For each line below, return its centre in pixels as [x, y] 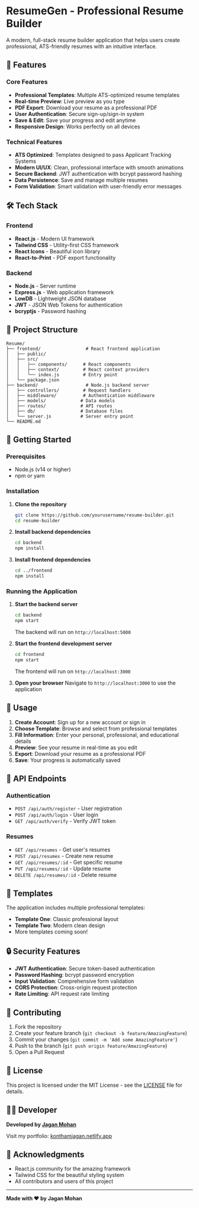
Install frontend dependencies [53, 560]
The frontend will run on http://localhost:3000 [73, 671]
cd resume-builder [37, 521]
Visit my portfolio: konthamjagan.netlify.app [59, 1136]
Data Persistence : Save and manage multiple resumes [81, 180]
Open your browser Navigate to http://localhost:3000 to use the [95, 683]
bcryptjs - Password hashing [51, 311]
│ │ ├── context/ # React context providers [78, 370]
